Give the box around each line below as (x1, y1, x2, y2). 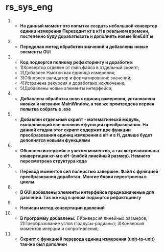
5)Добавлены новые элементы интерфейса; (20, 85, 113, 91)
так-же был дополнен (20, 241, 68, 247)
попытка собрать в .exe (20, 106, 71, 112)
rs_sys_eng (5, 1, 53, 13)
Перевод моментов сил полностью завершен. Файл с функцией (20, 168, 159, 174)
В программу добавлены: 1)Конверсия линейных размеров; (20, 215, 148, 221)
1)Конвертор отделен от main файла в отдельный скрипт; (20, 64, 140, 70)
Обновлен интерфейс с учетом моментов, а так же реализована (20, 147, 160, 153)
